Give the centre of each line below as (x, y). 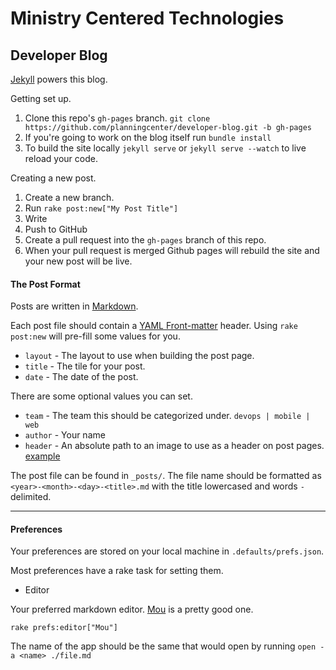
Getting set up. (41, 98)
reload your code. (61, 158)
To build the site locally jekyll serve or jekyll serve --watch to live (165, 148)
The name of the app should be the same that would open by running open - (167, 646)
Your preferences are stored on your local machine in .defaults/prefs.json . (167, 551)
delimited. (31, 497)
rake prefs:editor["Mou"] (64, 628)
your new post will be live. (78, 261)
